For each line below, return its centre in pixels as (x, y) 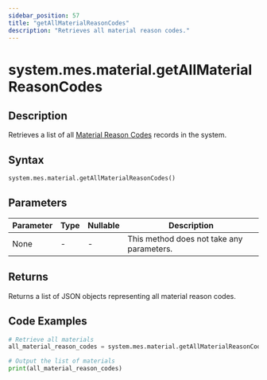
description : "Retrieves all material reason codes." (99, 30)
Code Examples (48, 322)
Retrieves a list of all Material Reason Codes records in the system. (118, 135)
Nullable (103, 225)
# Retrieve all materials (51, 339)
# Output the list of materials (62, 361)
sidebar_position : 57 (44, 16)
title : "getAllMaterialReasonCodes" (69, 23)
